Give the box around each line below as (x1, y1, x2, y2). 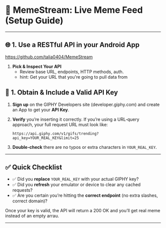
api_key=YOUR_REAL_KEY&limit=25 (12, 136, 79, 140)
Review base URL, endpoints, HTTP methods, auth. (19, 69, 124, 75)
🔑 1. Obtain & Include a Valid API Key (5, 89, 118, 97)
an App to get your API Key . (12, 106, 69, 113)
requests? (12, 187, 33, 193)
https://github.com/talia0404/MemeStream (5, 54, 93, 60)
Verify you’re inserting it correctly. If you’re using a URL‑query (12, 116, 140, 122)
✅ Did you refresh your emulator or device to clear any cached (12, 182, 141, 187)
